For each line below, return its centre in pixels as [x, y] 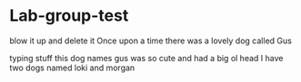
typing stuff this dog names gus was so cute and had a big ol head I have [146, 58]
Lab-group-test [69, 16]
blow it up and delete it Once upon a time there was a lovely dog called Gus [151, 41]
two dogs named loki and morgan [72, 68]
